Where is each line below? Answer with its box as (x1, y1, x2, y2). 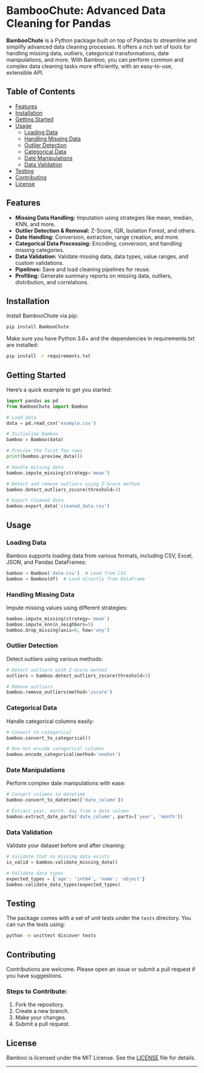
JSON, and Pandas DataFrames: (6, 558, 87, 566)
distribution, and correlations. (15, 278, 89, 286)
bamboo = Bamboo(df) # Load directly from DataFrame (6, 575, 146, 582)
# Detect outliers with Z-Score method (6, 667, 107, 673)
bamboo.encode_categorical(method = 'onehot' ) (6, 752, 121, 758)
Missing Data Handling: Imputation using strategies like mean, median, (15, 214, 194, 221)
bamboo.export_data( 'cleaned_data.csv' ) (6, 503, 110, 509)
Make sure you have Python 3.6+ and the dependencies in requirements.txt (6, 335, 195, 342)
